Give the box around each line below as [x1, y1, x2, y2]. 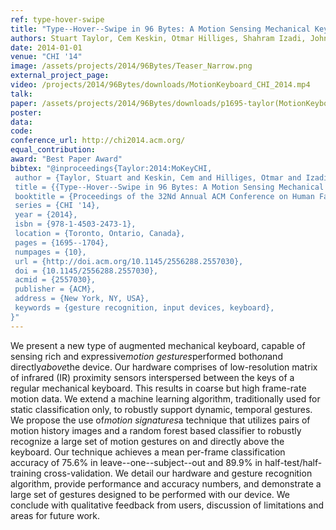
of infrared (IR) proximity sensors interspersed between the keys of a [10, 371, 295, 383]
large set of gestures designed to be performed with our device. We [10, 488, 291, 500]
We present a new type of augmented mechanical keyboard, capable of [10, 339, 306, 351]
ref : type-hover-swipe [10, 14, 105, 25]
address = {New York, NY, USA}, [14, 294, 150, 304]
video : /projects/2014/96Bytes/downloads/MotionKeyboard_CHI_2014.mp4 [10, 80, 311, 90]
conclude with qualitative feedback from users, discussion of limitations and [10, 499, 324, 511]
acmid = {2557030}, [14, 275, 97, 285]
